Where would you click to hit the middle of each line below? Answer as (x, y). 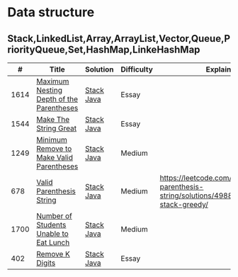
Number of (54, 216)
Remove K (53, 254)
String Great (57, 128)
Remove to (54, 148)
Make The (53, 119)
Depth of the (57, 99)
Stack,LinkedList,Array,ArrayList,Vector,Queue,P (119, 39)
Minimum (52, 140)
